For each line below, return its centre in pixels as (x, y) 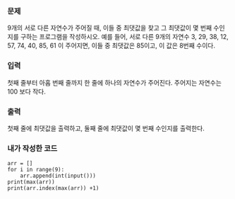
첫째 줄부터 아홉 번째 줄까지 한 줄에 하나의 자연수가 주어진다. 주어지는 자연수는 (115, 82)
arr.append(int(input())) (58, 176)
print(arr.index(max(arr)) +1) (53, 188)
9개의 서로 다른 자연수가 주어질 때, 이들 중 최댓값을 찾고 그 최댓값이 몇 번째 (110, 28)
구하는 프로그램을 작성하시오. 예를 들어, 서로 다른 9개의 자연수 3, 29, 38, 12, (125, 37)
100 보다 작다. (26, 91)
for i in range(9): (36, 170)
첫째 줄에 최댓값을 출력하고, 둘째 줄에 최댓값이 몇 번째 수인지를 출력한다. (106, 128)
